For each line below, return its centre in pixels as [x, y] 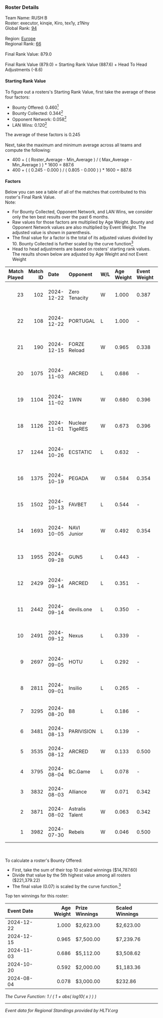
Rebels [76, 832]
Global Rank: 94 [21, 28]
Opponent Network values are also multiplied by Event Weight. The [79, 227]
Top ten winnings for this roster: [37, 896]
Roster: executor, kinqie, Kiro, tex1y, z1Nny [47, 23]
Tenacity [79, 298]
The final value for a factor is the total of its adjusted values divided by [82, 238]
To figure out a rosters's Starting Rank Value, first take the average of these [81, 92]
